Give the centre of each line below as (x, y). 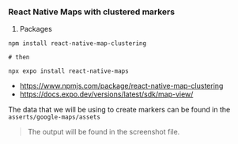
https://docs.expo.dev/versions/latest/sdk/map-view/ (106, 94)
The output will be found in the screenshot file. (104, 132)
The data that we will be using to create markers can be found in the (119, 110)
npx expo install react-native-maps (68, 71)
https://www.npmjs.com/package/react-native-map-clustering (121, 86)
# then (19, 58)
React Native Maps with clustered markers (92, 12)
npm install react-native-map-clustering (77, 44)
